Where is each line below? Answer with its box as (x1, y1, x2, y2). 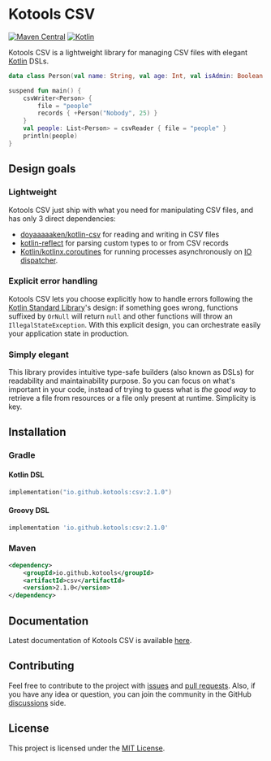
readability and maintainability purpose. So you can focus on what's (8, 376, 235, 386)
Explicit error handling (8, 276, 98, 287)
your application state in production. (8, 328, 130, 338)
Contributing (8, 659, 75, 673)
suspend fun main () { (8, 86, 82, 94)
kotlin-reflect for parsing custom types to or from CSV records (19, 237, 229, 248)
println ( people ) (23, 132, 79, 141)
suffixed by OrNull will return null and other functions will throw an (8, 311, 233, 321)
